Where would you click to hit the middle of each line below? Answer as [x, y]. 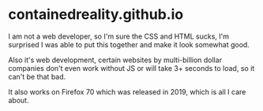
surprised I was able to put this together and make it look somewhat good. [129, 44]
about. [19, 100]
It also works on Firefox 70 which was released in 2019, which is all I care [127, 91]
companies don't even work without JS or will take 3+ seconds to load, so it [131, 68]
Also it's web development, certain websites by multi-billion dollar [115, 60]
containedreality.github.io [96, 15]
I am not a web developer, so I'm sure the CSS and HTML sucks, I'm [119, 36]
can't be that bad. [37, 76]
